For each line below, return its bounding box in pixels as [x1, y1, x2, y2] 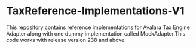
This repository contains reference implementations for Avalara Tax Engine [6, 24, 190, 31]
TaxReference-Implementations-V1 [6, 4, 185, 18]
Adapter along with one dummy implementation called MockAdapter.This [6, 30, 186, 37]
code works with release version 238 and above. [6, 36, 127, 43]
